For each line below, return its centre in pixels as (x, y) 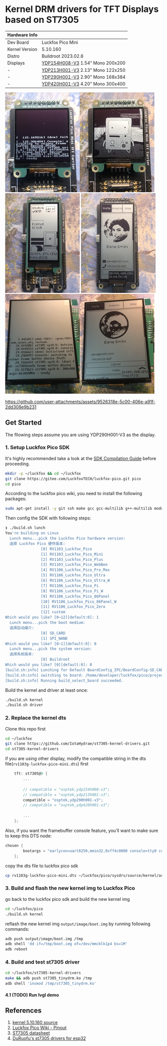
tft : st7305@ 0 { (31, 774)
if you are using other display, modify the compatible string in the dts (76, 759)
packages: (16, 499)
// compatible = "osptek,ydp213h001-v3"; (67, 794)
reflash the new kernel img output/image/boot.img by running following (78, 924)
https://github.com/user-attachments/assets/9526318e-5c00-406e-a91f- (80, 401)
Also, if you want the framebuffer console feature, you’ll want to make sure (82, 830)
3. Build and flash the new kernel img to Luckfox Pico (70, 888)
